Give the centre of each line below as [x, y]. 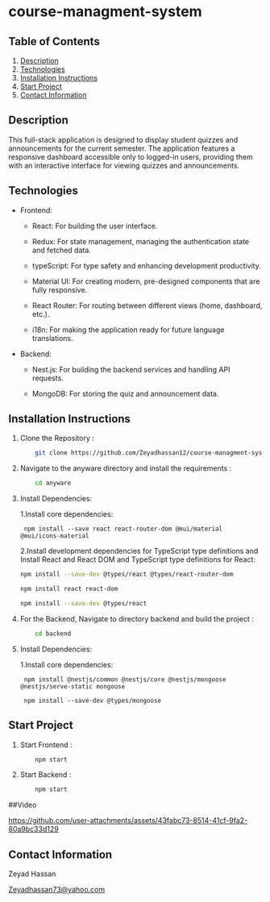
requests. [48, 378]
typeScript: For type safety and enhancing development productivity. [147, 265]
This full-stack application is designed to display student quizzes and [123, 139]
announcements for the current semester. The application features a [122, 148]
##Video [23, 805]
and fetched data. [61, 250]
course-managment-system [106, 12]
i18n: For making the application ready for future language [128, 330]
